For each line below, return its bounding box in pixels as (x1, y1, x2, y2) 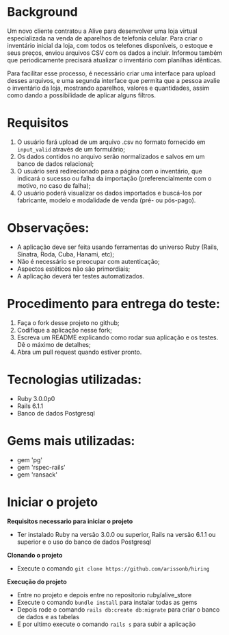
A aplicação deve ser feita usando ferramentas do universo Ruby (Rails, (16, 243, 219, 251)
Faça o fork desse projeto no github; (16, 318, 120, 326)
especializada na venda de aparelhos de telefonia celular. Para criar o (7, 34, 203, 42)
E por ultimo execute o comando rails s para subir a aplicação (16, 620, 196, 628)
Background (7, 4, 78, 20)
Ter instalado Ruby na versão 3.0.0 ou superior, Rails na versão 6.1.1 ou (16, 530, 216, 538)
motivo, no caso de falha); (16, 181, 91, 189)
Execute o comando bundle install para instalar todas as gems (16, 598, 198, 606)
